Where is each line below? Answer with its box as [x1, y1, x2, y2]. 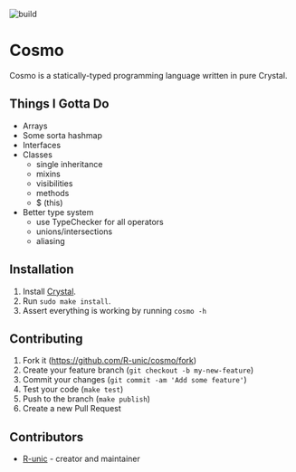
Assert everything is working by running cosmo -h [22, 305, 206, 316]
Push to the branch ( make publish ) [22, 393, 151, 404]
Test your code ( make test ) [22, 384, 124, 395]
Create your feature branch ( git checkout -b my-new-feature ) [22, 364, 254, 375]
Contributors [9, 430, 84, 445]
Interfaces [22, 139, 62, 150]
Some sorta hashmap [22, 129, 102, 140]
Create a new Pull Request [22, 403, 122, 414]
